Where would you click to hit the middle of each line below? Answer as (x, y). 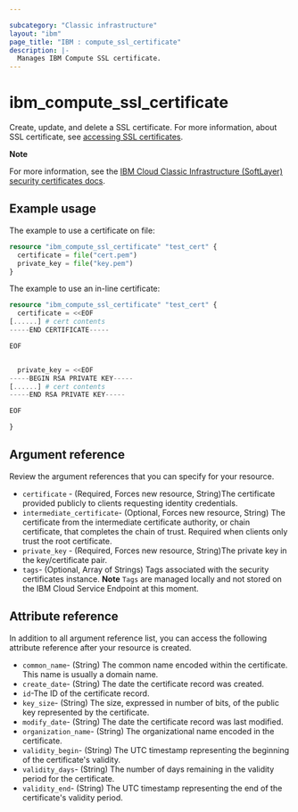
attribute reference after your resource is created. (100, 647)
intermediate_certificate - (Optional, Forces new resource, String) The (153, 512)
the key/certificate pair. (65, 559)
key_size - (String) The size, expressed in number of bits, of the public (150, 702)
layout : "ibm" (36, 33)
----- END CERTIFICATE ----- (59, 330)
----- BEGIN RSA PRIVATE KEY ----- (71, 378)
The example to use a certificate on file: (82, 230)
